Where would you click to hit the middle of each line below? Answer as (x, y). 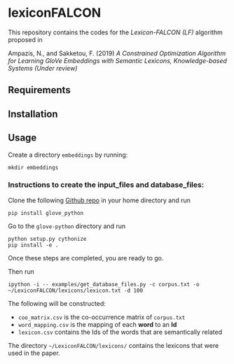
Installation (33, 114)
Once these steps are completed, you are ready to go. (86, 258)
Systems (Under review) (43, 68)
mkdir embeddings (33, 167)
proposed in (25, 39)
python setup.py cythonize (47, 239)
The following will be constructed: (57, 303)
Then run (21, 272)
